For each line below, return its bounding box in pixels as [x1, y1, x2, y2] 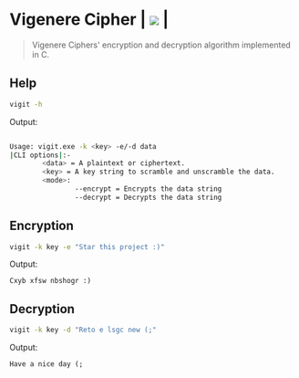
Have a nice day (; [9, 360, 84, 369]
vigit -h [9, 100, 43, 109]
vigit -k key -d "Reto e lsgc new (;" [9, 325, 157, 335]
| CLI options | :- [9, 151, 71, 160]
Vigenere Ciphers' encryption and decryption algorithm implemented [31, 39, 292, 50]
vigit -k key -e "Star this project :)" [9, 242, 166, 251]
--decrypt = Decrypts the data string [74, 193, 222, 202]
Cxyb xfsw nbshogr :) [9, 277, 92, 286]
